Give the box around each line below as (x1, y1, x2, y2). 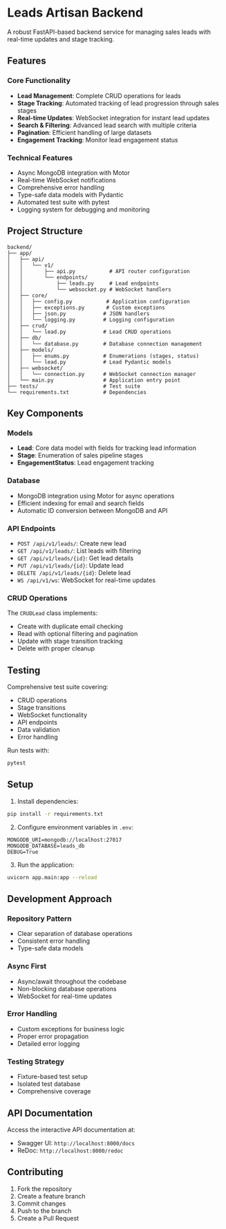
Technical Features (7, 153, 73, 162)
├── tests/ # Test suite (7, 382, 140, 390)
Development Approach (7, 893, 113, 905)
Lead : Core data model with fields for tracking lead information (17, 444, 197, 452)
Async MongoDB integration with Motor (17, 168, 130, 177)
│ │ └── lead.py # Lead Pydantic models (7, 358, 171, 366)
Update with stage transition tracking (17, 637, 123, 646)
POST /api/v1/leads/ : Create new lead (17, 539, 126, 547)
